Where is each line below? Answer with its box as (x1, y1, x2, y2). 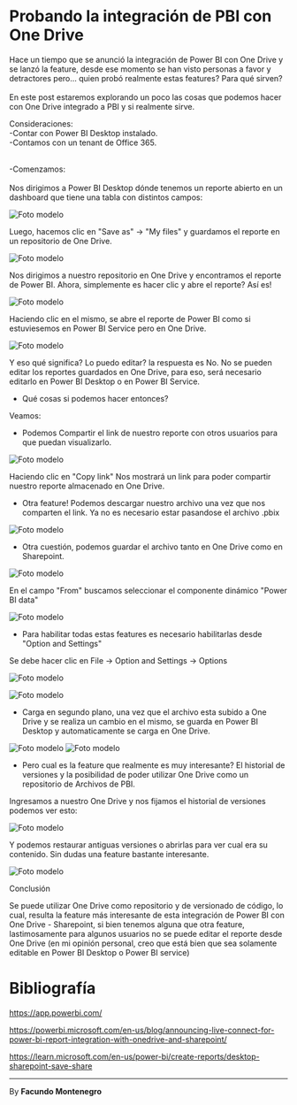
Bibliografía (9, 978, 96, 999)
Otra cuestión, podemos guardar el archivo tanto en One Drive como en (21, 541, 283, 552)
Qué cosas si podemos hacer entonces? (21, 393, 170, 403)
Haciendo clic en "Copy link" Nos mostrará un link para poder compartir (9, 471, 271, 481)
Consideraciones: (9, 118, 73, 129)
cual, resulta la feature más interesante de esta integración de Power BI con (9, 909, 285, 920)
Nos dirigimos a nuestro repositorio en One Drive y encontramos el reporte (9, 270, 282, 280)
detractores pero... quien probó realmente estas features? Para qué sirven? (9, 73, 283, 83)
